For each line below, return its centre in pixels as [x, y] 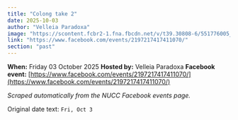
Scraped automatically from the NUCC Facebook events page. [99, 95]
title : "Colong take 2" [42, 14]
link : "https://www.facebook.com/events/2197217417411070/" [98, 40]
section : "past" [31, 47]
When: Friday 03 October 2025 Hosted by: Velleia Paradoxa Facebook [111, 67]
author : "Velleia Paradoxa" [49, 27]
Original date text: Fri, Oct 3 [50, 109]
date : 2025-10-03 [33, 20]
